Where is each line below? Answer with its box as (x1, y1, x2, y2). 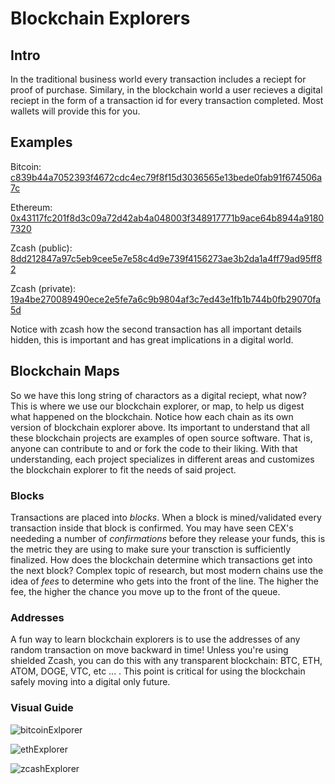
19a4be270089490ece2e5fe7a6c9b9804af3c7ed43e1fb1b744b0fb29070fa (10, 293, 322, 305)
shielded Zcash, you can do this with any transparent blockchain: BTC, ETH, (10, 655, 323, 667)
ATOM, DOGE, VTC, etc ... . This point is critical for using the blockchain (10, 665, 306, 677)
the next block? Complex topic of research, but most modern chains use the (10, 564, 324, 576)
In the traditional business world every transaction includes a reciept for (10, 73, 307, 85)
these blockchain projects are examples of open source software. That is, (10, 432, 313, 444)
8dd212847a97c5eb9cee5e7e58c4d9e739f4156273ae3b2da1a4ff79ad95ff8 (10, 252, 323, 264)
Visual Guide (10, 701, 74, 715)
